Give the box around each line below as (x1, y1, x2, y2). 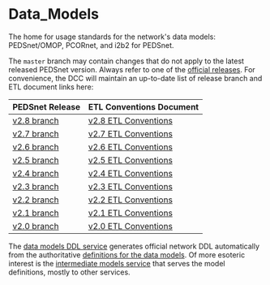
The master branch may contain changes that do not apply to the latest (8, 56, 245, 66)
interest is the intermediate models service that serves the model (8, 258, 225, 268)
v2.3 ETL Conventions (88, 180, 173, 192)
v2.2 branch (12, 194, 59, 205)
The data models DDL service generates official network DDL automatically (8, 241, 260, 251)
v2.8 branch (12, 114, 59, 126)
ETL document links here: (8, 82, 94, 92)
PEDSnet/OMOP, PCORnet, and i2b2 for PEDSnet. (8, 40, 174, 50)
